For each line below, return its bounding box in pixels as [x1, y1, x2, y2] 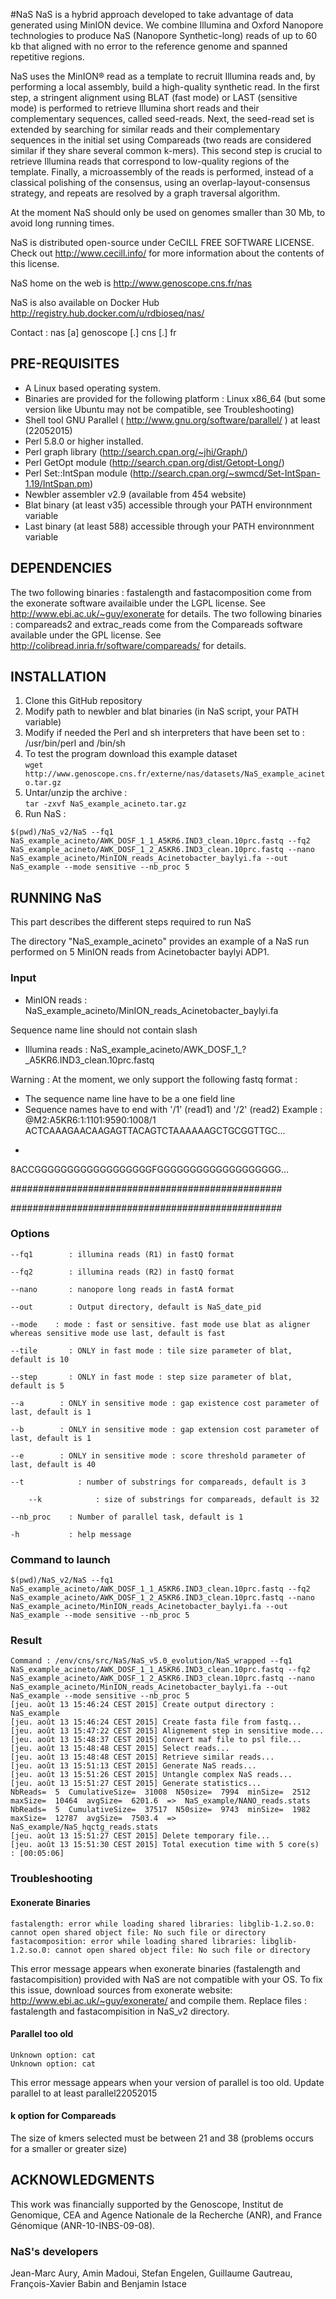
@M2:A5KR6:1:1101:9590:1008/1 [24, 1114, 157, 1126]
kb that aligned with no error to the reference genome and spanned [10, 40, 288, 52]
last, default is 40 [10, 1459, 97, 1469]
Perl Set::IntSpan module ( [24, 467, 133, 479]
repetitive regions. [10, 51, 85, 63]
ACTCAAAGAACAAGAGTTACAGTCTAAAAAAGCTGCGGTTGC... [24, 1124, 286, 1136]
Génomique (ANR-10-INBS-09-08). [10, 2219, 156, 2231]
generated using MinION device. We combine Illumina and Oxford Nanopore [10, 19, 324, 31]
